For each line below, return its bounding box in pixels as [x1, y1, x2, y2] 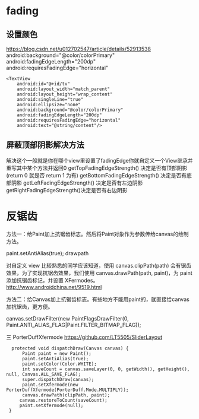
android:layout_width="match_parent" [17, 86, 110, 92]
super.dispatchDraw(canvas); [21, 376, 94, 382]
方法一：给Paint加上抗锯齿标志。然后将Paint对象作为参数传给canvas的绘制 [6, 230, 189, 237]
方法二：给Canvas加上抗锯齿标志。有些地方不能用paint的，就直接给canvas [6, 296, 190, 303]
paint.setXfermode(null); [19, 402, 84, 408]
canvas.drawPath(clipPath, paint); [21, 392, 110, 398]
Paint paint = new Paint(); [21, 350, 92, 357]
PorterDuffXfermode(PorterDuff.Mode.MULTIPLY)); [6, 387, 129, 393]
